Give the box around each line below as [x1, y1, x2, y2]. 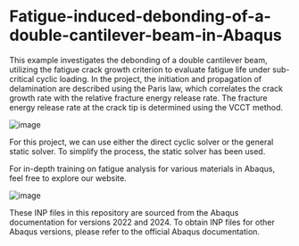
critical [9, 73, 35, 84]
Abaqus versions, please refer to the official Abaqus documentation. [9, 225, 261, 237]
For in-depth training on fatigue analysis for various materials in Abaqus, [9, 163, 275, 174]
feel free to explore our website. [9, 172, 127, 184]
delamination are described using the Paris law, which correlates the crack [9, 83, 284, 94]
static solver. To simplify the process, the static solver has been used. [9, 145, 266, 157]
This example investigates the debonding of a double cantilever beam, [9, 54, 268, 65]
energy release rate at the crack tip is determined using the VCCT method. [9, 102, 284, 112]
